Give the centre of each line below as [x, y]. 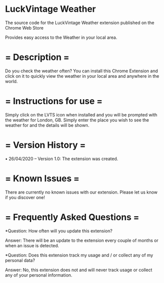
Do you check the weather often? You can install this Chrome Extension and [82, 71]
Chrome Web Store [24, 28]
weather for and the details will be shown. [47, 125]
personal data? [20, 260]
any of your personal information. [39, 275]
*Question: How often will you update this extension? [59, 231]
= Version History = [46, 145]
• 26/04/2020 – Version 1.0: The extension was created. [62, 159]
